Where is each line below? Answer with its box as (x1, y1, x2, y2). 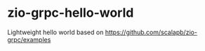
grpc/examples (7, 35, 51, 43)
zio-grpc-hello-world (7, 5, 134, 21)
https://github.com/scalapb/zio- (105, 28, 198, 36)
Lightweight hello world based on (7, 28, 104, 36)
